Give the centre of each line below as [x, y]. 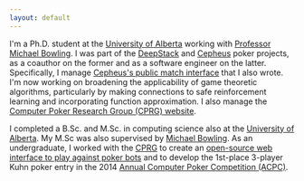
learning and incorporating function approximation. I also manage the [138, 101]
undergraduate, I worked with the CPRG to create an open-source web [141, 148]
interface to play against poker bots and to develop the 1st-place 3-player [146, 157]
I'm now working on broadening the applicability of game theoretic [133, 81]
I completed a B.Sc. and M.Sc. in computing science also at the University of [152, 129]
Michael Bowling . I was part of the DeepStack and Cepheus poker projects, [149, 53]
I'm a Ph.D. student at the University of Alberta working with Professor [140, 43]
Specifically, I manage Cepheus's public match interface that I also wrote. [147, 72]
